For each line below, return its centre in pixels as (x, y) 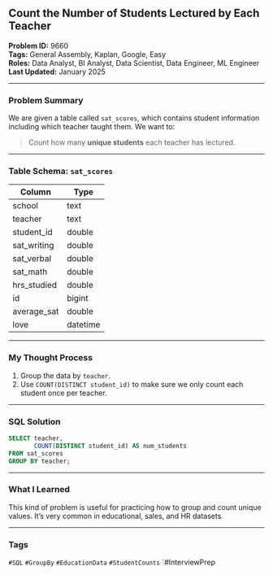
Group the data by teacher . (65, 375)
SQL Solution (35, 421)
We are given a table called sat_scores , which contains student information (134, 118)
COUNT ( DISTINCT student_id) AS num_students (110, 446)
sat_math (30, 272)
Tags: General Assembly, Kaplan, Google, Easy (87, 54)
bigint (77, 298)
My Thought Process (51, 358)
